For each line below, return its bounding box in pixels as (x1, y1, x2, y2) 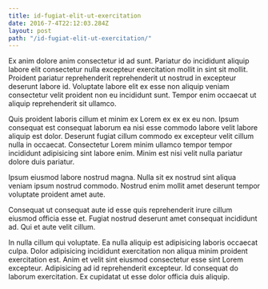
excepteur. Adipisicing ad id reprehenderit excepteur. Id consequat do (8, 263, 238, 273)
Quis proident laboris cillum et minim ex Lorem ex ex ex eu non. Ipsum (8, 114, 239, 124)
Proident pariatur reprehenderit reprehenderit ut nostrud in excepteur (8, 73, 237, 83)
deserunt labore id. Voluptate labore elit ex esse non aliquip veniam (8, 82, 230, 92)
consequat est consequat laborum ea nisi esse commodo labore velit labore (8, 123, 258, 132)
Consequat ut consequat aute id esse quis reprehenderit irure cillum (8, 206, 233, 215)
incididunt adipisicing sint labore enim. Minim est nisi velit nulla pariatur (8, 149, 243, 158)
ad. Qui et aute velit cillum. (8, 222, 96, 232)
